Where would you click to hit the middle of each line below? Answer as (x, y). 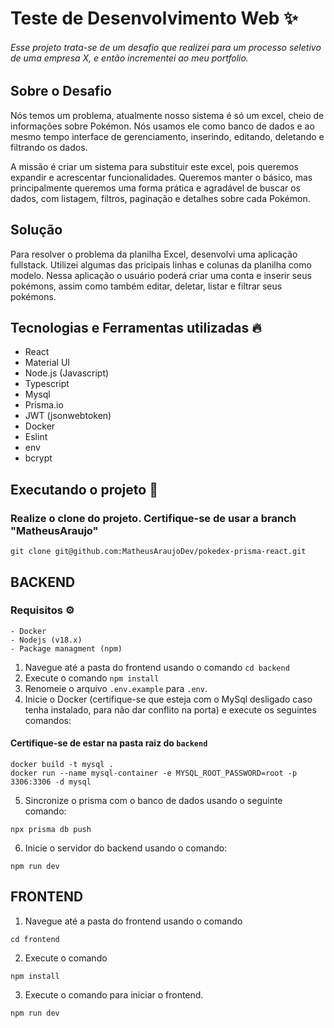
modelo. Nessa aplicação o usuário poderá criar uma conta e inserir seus (161, 275)
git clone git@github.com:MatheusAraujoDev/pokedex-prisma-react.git (158, 552)
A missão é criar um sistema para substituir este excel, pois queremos (154, 166)
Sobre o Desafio (61, 91)
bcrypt (38, 458)
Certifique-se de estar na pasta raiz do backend (109, 743)
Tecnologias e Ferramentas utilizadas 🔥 (136, 328)
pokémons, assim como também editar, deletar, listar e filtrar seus (146, 286)
